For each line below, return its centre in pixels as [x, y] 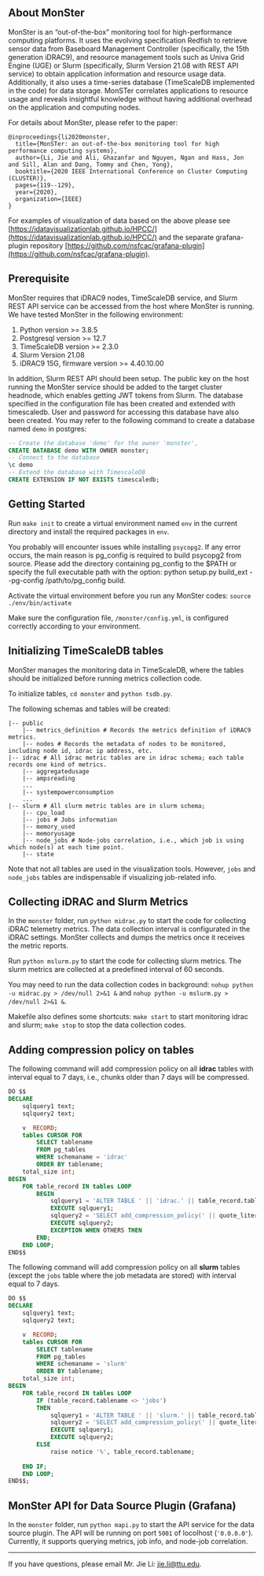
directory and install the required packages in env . [89, 532]
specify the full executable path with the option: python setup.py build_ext [128, 572]
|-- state [38, 854]
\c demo [21, 465]
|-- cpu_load [44, 813]
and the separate [186, 237]
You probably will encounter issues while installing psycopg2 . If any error [125, 547]
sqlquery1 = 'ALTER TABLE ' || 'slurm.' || [122, 1415]
